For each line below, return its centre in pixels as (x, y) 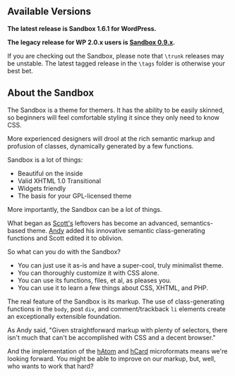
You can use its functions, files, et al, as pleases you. (94, 280)
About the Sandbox (50, 93)
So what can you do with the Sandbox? (64, 251)
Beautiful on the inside (50, 173)
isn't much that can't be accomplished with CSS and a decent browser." (112, 337)
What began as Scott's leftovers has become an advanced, (93, 223)
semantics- (197, 223)
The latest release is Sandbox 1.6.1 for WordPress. (82, 28)
